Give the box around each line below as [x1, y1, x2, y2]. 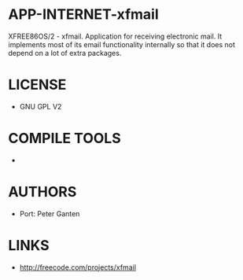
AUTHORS [8, 183, 77, 201]
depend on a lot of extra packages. [8, 48, 122, 57]
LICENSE [8, 76, 67, 94]
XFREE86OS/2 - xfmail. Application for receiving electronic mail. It [8, 31, 223, 41]
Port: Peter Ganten [19, 208, 80, 218]
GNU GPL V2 [19, 101, 62, 111]
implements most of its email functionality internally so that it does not [8, 39, 236, 49]
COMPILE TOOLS [8, 130, 121, 147]
